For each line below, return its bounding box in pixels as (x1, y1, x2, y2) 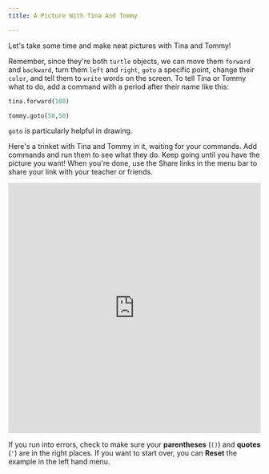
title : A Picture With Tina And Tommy (8, 11, 138, 20)
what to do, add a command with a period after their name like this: (8, 82, 230, 91)
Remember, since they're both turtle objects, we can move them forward (8, 56, 251, 66)
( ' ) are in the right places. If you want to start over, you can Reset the (8, 448, 238, 458)
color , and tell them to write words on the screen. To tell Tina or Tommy (8, 73, 247, 82)
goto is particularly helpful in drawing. (8, 126, 133, 136)
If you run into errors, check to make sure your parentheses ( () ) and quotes (8, 440, 261, 449)
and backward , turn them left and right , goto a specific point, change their (8, 65, 255, 74)
